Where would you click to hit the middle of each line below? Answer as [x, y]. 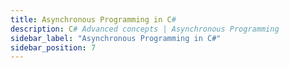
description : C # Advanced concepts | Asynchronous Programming [145, 29]
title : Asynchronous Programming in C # [93, 19]
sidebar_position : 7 [53, 47]
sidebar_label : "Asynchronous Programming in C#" [116, 38]
